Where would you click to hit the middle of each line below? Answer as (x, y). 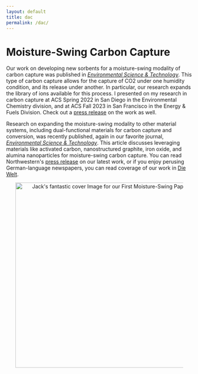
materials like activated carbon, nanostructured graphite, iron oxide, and (94, 149)
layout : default (26, 12)
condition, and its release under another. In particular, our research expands (98, 87)
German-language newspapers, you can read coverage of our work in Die (96, 168)
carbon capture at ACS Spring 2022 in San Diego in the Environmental (92, 100)
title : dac (20, 17)
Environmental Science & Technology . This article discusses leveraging (93, 143)
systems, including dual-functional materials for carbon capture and (89, 130)
